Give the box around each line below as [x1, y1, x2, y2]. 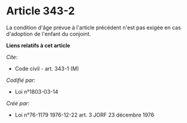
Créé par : [6, 100, 30, 107]
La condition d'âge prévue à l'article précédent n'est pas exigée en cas [6, 24, 181, 31]
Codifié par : [6, 76, 36, 84]
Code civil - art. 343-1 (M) [14, 64, 79, 72]
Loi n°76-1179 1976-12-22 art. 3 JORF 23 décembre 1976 [14, 111, 154, 118]
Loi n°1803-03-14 [14, 88, 59, 95]
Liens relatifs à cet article [6, 42, 70, 49]
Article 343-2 [6, 4, 75, 18]
